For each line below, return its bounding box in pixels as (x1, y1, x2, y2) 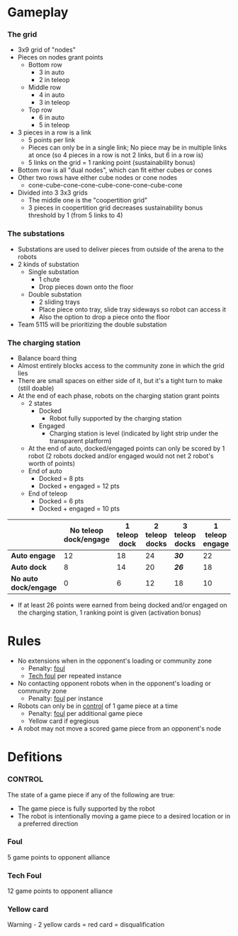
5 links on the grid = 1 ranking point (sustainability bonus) (28, 159, 196, 167)
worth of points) (28, 460, 76, 468)
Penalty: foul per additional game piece (28, 709, 143, 718)
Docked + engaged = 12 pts (38, 482, 120, 491)
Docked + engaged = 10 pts (38, 504, 120, 513)
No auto (11, 574, 39, 584)
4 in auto (38, 91, 65, 99)
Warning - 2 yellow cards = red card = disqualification (7, 920, 165, 929)
